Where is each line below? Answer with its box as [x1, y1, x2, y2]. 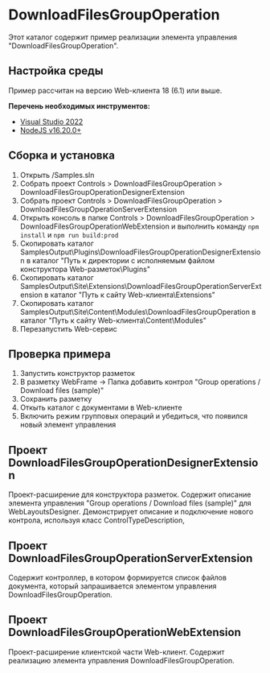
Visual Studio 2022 [19, 117, 84, 126]
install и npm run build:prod [19, 229, 119, 239]
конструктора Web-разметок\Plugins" [19, 264, 151, 274]
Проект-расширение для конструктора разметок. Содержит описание [8, 489, 252, 500]
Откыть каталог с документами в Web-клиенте [19, 403, 182, 412]
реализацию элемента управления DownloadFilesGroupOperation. [8, 655, 235, 665]
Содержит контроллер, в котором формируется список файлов [8, 573, 227, 582]
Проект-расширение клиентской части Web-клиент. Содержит [8, 646, 225, 657]
